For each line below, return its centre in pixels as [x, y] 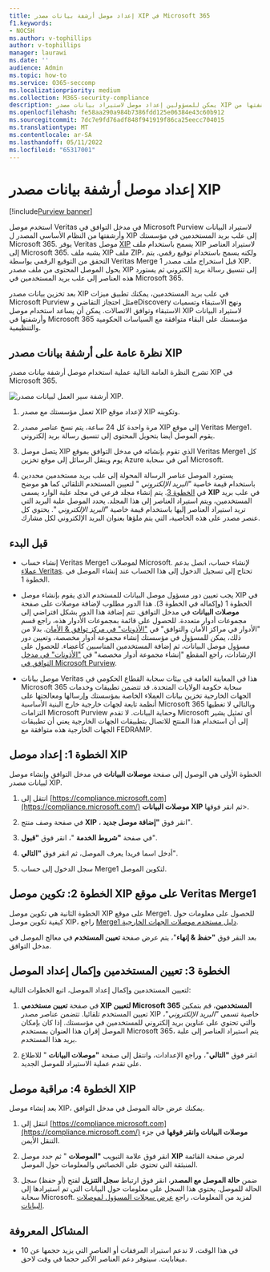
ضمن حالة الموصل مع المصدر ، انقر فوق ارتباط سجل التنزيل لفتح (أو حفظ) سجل [139, 1180]
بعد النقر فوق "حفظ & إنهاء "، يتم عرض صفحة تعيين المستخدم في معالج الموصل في [133, 937]
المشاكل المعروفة [49, 1231]
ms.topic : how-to [38, 75]
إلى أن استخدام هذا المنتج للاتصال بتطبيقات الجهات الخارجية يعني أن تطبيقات [134, 721]
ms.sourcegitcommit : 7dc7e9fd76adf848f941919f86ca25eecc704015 [117, 120]
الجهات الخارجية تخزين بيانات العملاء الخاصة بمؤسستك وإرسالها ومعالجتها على [136, 695]
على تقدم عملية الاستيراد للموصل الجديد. [81, 1064]
